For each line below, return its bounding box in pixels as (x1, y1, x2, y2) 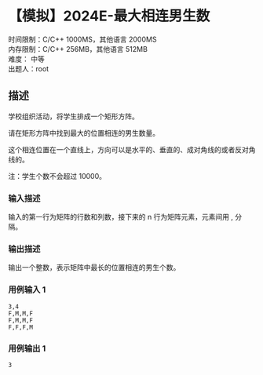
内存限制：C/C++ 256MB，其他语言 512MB (8, 44, 148, 53)
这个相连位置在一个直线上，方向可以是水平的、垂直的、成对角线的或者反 (8, 144, 242, 154)
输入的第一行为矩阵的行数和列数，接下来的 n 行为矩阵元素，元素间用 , (8, 213, 234, 222)
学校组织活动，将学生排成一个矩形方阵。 (8, 111, 139, 121)
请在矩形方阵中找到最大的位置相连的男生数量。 (8, 128, 159, 137)
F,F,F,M (8, 323, 34, 331)
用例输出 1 (8, 343, 46, 354)
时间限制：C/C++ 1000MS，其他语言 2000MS (8, 35, 157, 44)
